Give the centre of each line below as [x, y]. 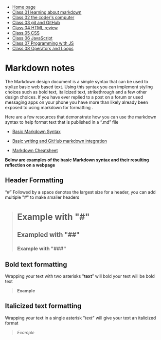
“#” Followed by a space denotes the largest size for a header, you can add [80, 192]
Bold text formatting [36, 264]
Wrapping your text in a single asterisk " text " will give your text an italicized [80, 318]
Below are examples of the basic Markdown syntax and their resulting [77, 160]
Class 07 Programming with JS [43, 43]
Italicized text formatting [43, 306]
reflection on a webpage [30, 165]
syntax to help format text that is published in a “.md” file [62, 122]
